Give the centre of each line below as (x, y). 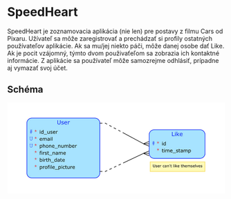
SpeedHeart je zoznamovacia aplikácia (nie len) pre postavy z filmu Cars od (115, 31)
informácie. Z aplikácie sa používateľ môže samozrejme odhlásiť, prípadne (113, 60)
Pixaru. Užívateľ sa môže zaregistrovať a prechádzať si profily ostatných (110, 38)
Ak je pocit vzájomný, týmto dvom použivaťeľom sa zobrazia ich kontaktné (113, 53)
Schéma (25, 89)
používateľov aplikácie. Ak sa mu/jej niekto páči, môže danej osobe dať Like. (116, 46)
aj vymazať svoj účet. (37, 68)
